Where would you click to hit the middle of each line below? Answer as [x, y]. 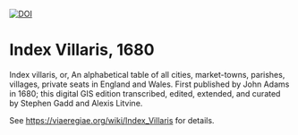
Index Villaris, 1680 [82, 50]
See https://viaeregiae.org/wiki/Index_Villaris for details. [112, 120]
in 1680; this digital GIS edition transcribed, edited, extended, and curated [145, 93]
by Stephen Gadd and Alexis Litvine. [76, 103]
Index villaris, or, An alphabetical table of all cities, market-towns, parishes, [147, 74]
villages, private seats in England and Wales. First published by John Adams [149, 84]
